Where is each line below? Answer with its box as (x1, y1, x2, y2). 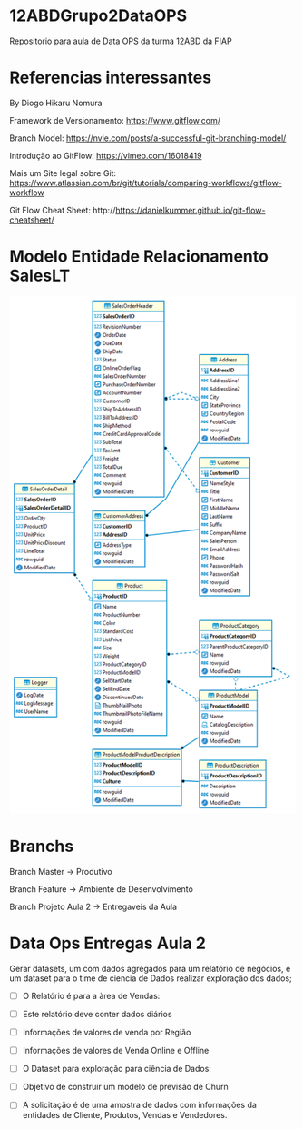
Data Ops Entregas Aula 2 (9, 933, 207, 954)
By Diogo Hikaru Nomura (9, 97, 103, 108)
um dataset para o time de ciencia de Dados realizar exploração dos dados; (9, 973, 292, 984)
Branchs (9, 837, 74, 857)
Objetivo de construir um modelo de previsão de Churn (22, 1082, 229, 1093)
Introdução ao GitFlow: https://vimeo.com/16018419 (9, 150, 202, 161)
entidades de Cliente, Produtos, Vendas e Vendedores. (22, 1110, 228, 1121)
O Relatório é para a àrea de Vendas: (22, 990, 161, 1001)
